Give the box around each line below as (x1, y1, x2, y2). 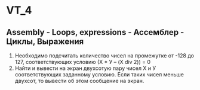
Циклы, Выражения (6, 36, 84, 46)
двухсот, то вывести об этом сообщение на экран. (14, 78, 144, 84)
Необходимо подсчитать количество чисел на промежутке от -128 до (14, 52, 194, 59)
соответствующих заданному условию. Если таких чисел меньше (14, 71, 184, 78)
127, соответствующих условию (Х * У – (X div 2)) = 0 (14, 59, 151, 65)
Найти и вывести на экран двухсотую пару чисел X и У (14, 65, 156, 72)
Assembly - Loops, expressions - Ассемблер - (6, 27, 184, 37)
